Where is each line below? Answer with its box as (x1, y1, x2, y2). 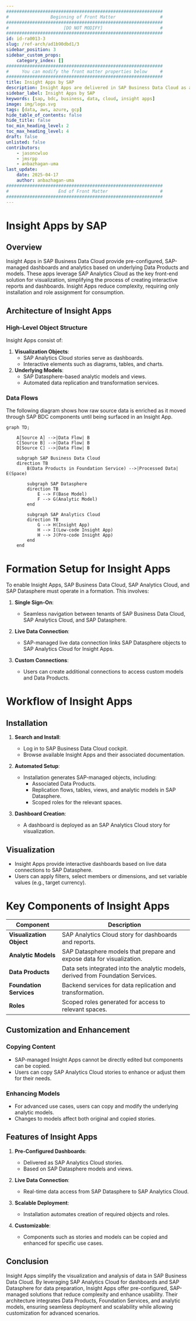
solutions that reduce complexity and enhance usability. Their (30, 1291, 178, 1298)
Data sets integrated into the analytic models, (62, 964, 186, 972)
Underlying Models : (14, 367, 64, 374)
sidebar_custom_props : (6, 52, 61, 58)
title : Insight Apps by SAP (6, 80, 75, 86)
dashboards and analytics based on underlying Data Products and (30, 264, 189, 271)
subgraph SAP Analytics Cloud (27, 512, 100, 518)
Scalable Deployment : (14, 1199, 69, 1206)
